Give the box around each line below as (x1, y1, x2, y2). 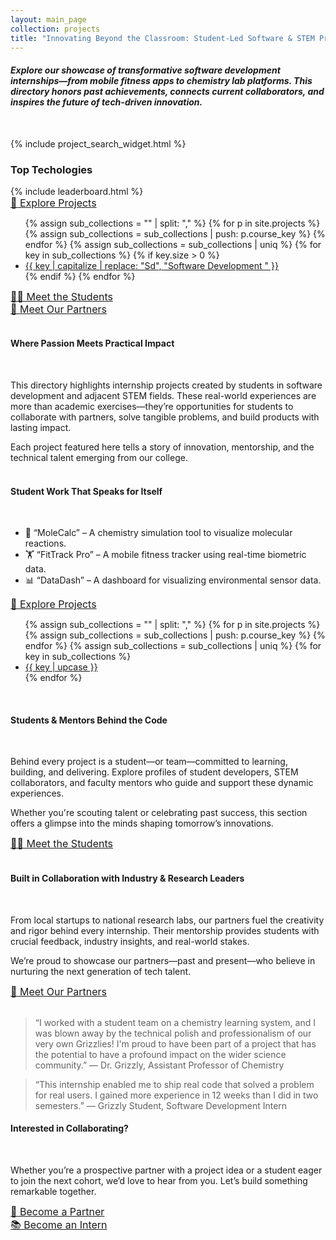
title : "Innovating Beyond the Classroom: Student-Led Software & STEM (10, 33, 315, 43)
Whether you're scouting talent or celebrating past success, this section (10, 807, 308, 819)
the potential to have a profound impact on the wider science (34, 1048, 287, 1060)
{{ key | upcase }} (24, 661, 98, 673)
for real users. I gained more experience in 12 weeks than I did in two (34, 1089, 319, 1101)
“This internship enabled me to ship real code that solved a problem (34, 1078, 315, 1090)
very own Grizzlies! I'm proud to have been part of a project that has (34, 1037, 317, 1050)
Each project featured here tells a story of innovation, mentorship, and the (10, 441, 315, 453)
